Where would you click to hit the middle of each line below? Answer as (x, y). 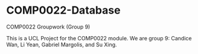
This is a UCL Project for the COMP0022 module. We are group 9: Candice (99, 38)
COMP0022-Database (63, 10)
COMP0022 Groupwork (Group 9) (48, 27)
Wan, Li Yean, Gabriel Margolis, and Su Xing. (62, 45)
